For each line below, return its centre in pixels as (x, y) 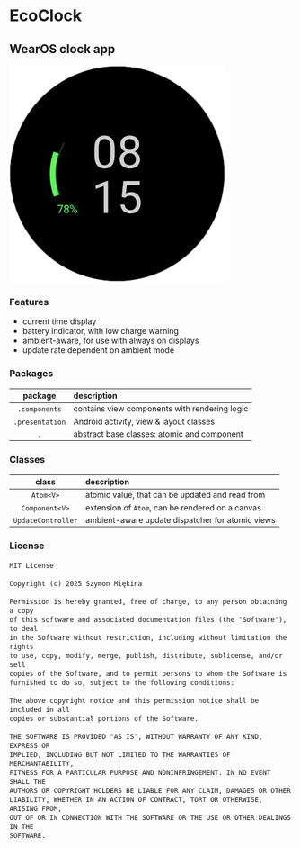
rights (22, 646)
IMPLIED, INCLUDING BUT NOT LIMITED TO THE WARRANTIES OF (120, 754)
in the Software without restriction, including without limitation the (148, 637)
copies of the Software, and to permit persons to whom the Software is (148, 673)
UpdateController (45, 520)
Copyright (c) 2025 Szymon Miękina (76, 583)
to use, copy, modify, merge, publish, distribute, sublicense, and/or (146, 655)
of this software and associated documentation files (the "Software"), (148, 619)
